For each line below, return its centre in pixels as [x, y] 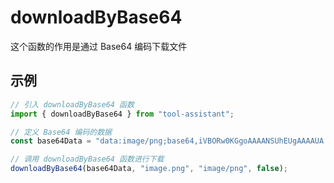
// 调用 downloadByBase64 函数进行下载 [87, 159]
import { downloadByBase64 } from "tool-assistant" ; [122, 114]
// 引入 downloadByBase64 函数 [72, 104]
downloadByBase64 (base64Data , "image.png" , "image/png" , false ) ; [149, 169]
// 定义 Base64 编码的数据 [61, 132]
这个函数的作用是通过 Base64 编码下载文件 [99, 46]
